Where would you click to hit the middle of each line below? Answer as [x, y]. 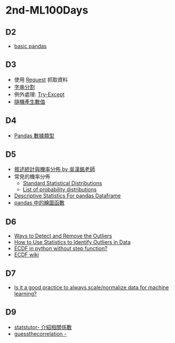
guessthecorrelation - [40, 334]
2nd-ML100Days [47, 10]
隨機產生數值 [29, 101]
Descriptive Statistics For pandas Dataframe [67, 196]
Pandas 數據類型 [34, 136]
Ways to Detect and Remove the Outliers [63, 236]
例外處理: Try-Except [39, 94]
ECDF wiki [26, 255]
